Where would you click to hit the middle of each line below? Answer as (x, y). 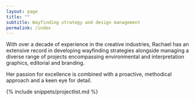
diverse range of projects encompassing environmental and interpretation (95, 57)
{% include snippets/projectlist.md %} (52, 92)
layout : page (22, 11)
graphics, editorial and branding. (46, 63)
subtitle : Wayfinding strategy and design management (73, 22)
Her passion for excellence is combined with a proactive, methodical (89, 74)
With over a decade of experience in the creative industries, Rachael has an (97, 44)
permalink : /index (28, 28)
